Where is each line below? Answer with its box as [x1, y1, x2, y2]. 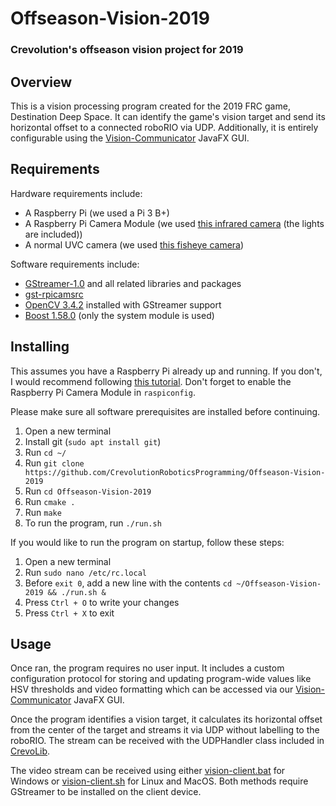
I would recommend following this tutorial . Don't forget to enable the [10, 375, 292, 387]
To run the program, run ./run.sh [24, 517, 162, 529]
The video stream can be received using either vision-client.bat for [10, 765, 286, 777]
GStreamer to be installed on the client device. [10, 786, 202, 798]
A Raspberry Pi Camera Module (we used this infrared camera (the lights [24, 217, 325, 229]
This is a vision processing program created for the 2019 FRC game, [10, 100, 291, 112]
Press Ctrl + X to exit [24, 607, 115, 619]
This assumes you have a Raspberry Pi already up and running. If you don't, [10, 365, 323, 377]
